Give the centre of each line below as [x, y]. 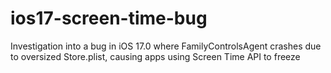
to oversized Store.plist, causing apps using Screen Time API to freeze [155, 56]
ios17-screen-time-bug [109, 18]
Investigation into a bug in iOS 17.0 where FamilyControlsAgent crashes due [166, 46]
